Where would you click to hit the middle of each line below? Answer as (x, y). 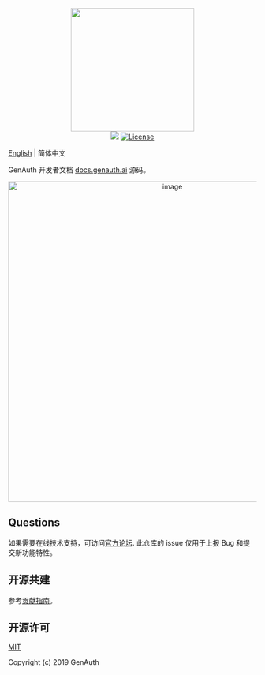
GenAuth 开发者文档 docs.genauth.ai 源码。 (79, 170)
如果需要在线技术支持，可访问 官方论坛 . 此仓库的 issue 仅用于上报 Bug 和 (126, 542)
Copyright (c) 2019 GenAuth (54, 662)
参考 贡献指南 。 (32, 600)
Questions (34, 523)
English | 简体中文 (37, 153)
